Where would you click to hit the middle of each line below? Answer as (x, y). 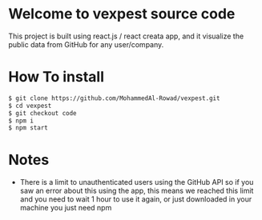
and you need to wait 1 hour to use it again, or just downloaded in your (136, 199)
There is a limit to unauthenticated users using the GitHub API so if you (137, 182)
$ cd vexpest (30, 106)
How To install (56, 77)
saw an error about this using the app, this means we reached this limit (137, 191)
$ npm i (21, 121)
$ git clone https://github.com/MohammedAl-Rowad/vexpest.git (114, 98)
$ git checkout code (43, 113)
